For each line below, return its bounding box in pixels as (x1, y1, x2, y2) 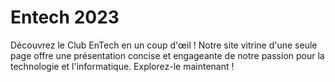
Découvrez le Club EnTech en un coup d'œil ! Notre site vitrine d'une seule (10, 39, 318, 51)
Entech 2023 (10, 6, 120, 29)
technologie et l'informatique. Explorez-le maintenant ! (10, 60, 235, 72)
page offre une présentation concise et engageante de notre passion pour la (10, 49, 325, 61)
